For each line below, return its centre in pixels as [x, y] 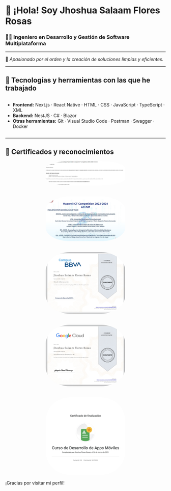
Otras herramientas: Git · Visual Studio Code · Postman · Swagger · [83, 121]
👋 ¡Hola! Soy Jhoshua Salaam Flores [83, 10]
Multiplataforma [26, 44]
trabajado [21, 88]
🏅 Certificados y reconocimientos [60, 152]
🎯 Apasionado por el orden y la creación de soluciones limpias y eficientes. [84, 59]
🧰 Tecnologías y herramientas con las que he [78, 80]
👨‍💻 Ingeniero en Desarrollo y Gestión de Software [67, 37]
